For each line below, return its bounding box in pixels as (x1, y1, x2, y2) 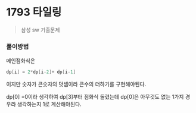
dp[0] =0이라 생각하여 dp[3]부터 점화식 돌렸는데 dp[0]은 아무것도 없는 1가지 (6, 93, 184, 101)
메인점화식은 (6, 57, 36, 64)
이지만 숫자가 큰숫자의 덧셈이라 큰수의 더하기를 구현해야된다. (6, 81, 147, 88)
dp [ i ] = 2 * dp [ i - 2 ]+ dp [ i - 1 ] (6, 69, 76, 75)
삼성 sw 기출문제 (20, 26, 60, 33)
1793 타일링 (6, 5, 62, 19)
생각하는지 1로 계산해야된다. (17, 101, 82, 108)
